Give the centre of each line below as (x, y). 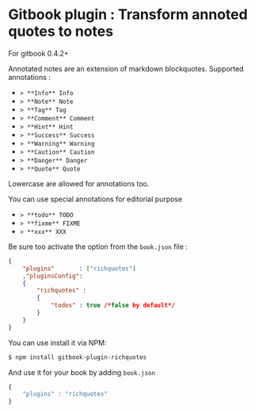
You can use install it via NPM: (57, 342)
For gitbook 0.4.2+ (38, 53)
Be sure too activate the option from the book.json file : (98, 247)
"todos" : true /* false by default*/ (113, 306)
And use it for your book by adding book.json (82, 372)
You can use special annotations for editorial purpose (95, 199)
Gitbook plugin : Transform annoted (128, 15)
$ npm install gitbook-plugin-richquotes (78, 357)
